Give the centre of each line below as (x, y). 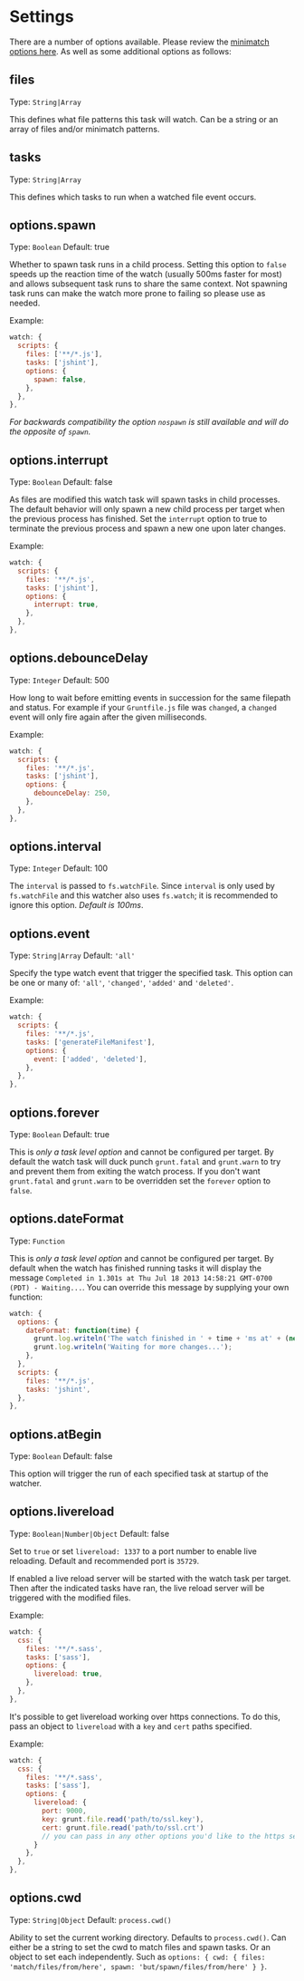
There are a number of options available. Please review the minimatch (139, 42)
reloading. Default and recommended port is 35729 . (104, 1561)
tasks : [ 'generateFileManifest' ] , (90, 1042)
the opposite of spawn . (50, 431)
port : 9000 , (65, 1811)
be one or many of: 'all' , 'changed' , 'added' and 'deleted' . (121, 983)
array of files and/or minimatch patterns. (85, 129)
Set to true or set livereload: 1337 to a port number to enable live (133, 1551)
